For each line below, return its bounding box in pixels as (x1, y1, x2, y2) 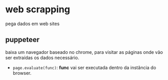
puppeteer (5, 35, 40, 44)
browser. (12, 70, 32, 76)
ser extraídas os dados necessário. (5, 54, 79, 61)
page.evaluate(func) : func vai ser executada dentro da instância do (12, 64, 156, 70)
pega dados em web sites (5, 21, 60, 27)
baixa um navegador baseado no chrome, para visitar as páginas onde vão (5, 49, 163, 55)
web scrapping (5, 4, 70, 15)
